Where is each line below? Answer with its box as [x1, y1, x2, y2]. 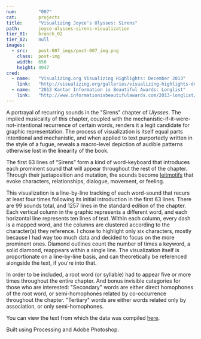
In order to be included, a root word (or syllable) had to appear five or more [6, 271, 191, 278]
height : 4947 [17, 64, 50, 71]
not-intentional [6, 121, 42, 129]
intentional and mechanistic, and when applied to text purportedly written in [6, 134, 193, 141]
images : [6, 43, 26, 49]
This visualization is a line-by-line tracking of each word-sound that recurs [6, 189, 190, 196]
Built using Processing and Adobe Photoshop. [6, 326, 120, 333]
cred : [6, 70, 20, 76]
